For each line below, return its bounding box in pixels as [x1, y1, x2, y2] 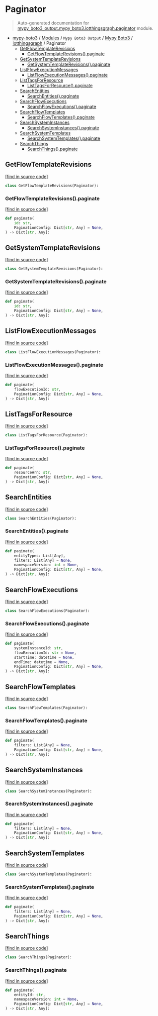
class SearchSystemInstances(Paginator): [5, 789, 92, 794]
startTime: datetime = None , [14, 655, 75, 660]
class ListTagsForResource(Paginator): [5, 433, 88, 438]
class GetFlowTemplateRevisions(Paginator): [5, 183, 99, 188]
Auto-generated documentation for [17, 20, 89, 26]
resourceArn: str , [14, 470, 52, 475]
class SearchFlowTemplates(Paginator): [5, 706, 88, 711]
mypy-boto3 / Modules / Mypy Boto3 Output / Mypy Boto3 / [12, 35, 133, 41]
